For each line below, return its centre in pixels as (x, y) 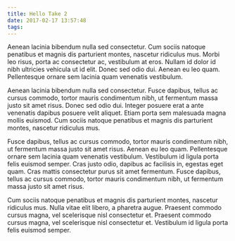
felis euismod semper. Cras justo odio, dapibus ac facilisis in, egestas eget (115, 164)
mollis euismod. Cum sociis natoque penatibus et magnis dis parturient (110, 121)
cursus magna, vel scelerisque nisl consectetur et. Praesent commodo (109, 215)
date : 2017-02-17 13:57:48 (47, 20)
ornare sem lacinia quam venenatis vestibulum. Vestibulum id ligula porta (113, 156)
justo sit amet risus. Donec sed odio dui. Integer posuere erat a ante (106, 106)
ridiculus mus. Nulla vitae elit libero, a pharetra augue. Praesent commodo (114, 208)
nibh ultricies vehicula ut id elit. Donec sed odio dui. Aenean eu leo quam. (114, 69)
